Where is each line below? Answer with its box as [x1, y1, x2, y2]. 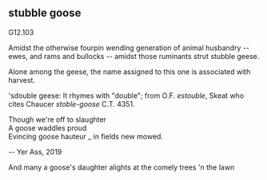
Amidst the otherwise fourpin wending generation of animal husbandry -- [8, 43, 250, 53]
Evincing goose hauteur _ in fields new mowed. [8, 131, 164, 141]
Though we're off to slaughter [8, 115, 106, 124]
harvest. [8, 75, 36, 84]
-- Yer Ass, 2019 [8, 147, 62, 156]
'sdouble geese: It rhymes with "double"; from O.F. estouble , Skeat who [8, 91, 245, 100]
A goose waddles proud [8, 123, 87, 132]
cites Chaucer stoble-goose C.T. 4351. [8, 99, 135, 108]
